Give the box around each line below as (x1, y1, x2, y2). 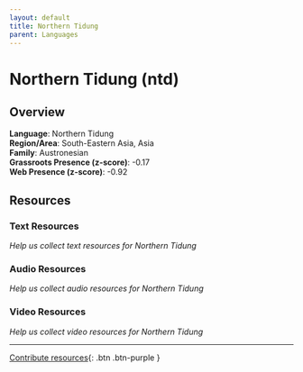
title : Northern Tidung (9, 22, 99, 31)
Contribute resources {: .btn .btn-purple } (9, 352, 161, 363)
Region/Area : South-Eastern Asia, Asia (9, 138, 155, 149)
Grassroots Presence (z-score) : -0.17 (9, 157, 151, 168)
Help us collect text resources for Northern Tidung (9, 240, 197, 251)
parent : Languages (9, 30, 78, 39)
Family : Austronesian (9, 148, 88, 159)
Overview (9, 104, 66, 120)
